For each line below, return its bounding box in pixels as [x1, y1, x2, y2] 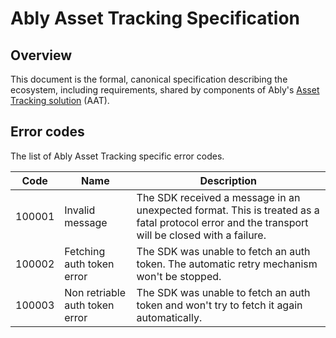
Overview [10, 47, 73, 64]
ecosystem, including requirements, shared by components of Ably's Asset [10, 84, 320, 96]
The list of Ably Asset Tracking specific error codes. [10, 150, 225, 162]
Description [199, 173, 257, 187]
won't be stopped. [136, 269, 222, 283]
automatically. [136, 310, 203, 324]
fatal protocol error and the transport [136, 215, 309, 229]
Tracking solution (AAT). [10, 95, 110, 106]
